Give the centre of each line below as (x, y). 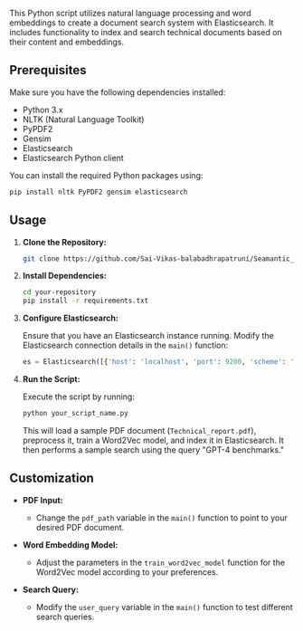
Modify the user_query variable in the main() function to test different (165, 607)
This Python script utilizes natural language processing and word (130, 13)
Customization (52, 478)
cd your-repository (59, 292)
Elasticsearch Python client (73, 158)
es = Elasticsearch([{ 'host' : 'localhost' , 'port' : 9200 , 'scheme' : (154, 362)
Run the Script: (51, 379)
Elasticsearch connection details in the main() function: (125, 345)
